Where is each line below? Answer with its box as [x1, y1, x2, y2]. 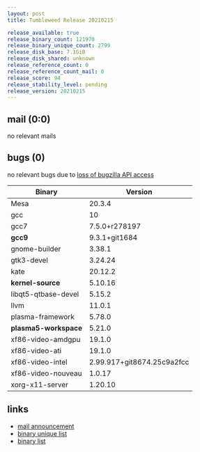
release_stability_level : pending [7, 81, 108, 88]
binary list [17, 437, 46, 445]
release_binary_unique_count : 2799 [7, 42, 111, 49]
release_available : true [7, 29, 79, 36]
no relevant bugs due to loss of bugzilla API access [7, 170, 155, 178]
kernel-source [10, 278, 61, 288]
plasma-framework [10, 311, 75, 321]
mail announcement [17, 422, 75, 430]
